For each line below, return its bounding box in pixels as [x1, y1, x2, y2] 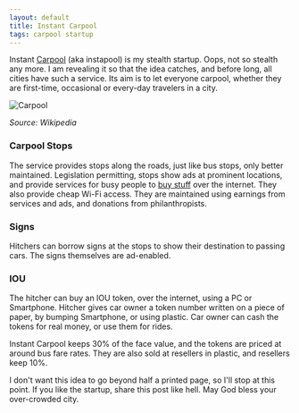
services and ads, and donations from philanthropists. [9, 198, 208, 208]
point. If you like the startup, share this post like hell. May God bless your [9, 384, 277, 395]
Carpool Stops [9, 139, 73, 152]
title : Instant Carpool [9, 21, 98, 30]
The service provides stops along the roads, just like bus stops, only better [9, 160, 284, 171]
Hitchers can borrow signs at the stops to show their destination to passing [9, 240, 286, 251]
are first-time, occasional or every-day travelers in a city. [9, 82, 219, 94]
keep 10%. [9, 358, 48, 368]
